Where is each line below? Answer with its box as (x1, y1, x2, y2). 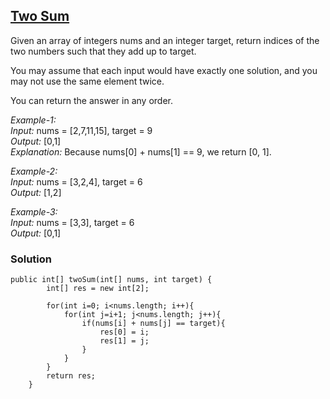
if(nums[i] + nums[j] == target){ (81, 319, 226, 329)
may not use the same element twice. (10, 75, 165, 87)
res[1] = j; (99, 336, 150, 346)
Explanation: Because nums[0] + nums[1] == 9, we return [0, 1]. (10, 145, 272, 158)
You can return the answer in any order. (10, 94, 173, 106)
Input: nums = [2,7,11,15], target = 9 (10, 124, 153, 136)
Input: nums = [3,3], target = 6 (10, 216, 135, 228)
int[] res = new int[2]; (46, 284, 150, 294)
